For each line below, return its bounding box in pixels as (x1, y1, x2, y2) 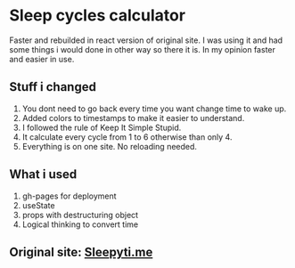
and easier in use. (9, 53, 75, 64)
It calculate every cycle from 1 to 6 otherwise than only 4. (21, 131, 233, 142)
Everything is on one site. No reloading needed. (21, 141, 198, 151)
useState (21, 199, 55, 210)
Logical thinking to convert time (21, 219, 139, 230)
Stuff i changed (9, 79, 96, 94)
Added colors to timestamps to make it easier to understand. (21, 112, 245, 123)
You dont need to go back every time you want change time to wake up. (21, 103, 287, 114)
